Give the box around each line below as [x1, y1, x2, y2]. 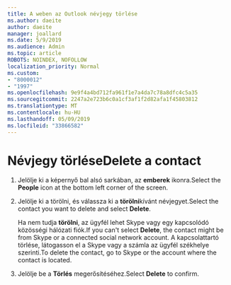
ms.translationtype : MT [7, 103, 78, 110]
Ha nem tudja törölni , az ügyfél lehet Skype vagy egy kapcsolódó [17, 219, 209, 227]
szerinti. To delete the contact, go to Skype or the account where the [17, 248, 218, 257]
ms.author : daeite [7, 17, 62, 24]
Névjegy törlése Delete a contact [7, 153, 202, 168]
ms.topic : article [7, 50, 62, 57]
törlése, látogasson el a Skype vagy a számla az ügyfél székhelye [17, 241, 210, 250]
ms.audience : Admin [7, 43, 65, 50]
